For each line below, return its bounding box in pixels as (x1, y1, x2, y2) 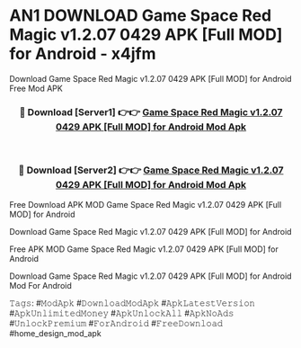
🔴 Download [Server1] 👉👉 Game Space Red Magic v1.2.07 (19, 105, 283, 118)
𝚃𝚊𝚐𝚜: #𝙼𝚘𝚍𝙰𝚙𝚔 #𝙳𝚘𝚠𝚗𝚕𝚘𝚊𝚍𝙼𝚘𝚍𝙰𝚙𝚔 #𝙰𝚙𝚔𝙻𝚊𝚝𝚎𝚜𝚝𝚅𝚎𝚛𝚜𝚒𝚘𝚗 (9, 298, 256, 308)
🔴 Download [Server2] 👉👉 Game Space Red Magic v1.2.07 (18, 164, 284, 176)
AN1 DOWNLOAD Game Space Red (9, 5, 272, 26)
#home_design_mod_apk (9, 327, 102, 338)
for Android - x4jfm (9, 44, 156, 64)
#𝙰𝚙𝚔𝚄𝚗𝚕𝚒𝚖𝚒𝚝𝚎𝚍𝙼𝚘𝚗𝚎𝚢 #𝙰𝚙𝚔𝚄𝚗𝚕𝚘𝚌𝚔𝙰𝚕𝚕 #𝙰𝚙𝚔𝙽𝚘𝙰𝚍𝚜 (9, 308, 235, 318)
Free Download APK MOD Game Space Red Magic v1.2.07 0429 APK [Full (9, 199, 282, 210)
